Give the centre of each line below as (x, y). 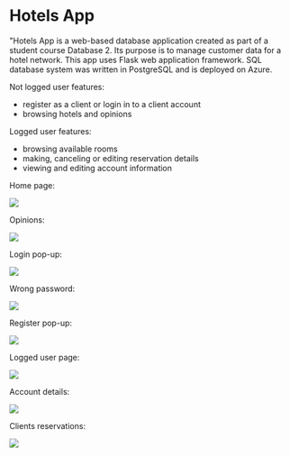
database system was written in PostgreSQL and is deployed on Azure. (141, 69)
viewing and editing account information (97, 168)
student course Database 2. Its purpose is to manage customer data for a (145, 50)
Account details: (40, 391)
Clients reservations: (48, 425)
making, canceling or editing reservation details (111, 158)
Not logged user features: (57, 87)
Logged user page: (45, 357)
